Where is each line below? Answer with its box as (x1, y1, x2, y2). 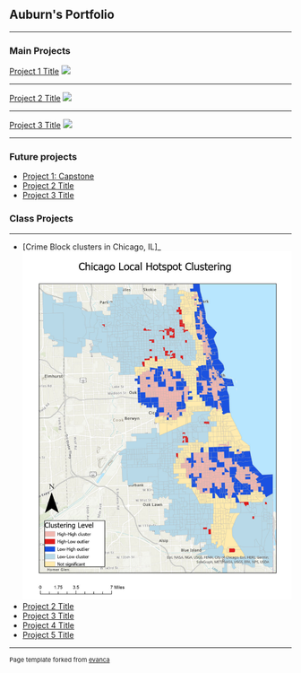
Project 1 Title (9, 66, 60, 77)
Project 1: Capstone (21, 170, 95, 182)
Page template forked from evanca (9, 655, 110, 665)
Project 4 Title (21, 620, 74, 631)
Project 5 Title (21, 630, 74, 641)
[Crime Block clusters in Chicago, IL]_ (21, 241, 161, 252)
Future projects (9, 151, 78, 163)
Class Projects (9, 213, 73, 225)
